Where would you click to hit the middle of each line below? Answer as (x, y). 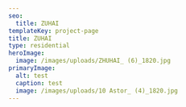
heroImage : (27, 53)
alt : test (32, 76)
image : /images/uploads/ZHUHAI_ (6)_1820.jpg (93, 61)
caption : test (39, 83)
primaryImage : (32, 68)
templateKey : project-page (54, 31)
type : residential (39, 46)
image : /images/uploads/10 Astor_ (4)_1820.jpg (97, 91)
